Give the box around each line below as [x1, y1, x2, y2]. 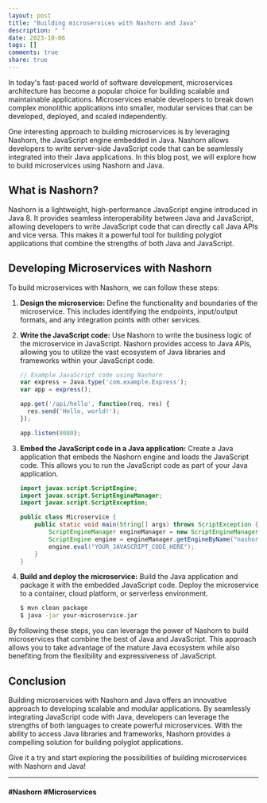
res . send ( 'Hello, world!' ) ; [27, 407, 121, 415]
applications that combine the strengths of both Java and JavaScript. [8, 238, 234, 248]
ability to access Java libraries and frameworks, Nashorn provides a [8, 728, 231, 739]
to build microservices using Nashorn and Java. [8, 160, 164, 170]
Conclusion [8, 674, 67, 688]
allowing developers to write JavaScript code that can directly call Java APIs [8, 222, 258, 231]
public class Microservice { [19, 513, 117, 521]
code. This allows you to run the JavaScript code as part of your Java [19, 460, 248, 469]
